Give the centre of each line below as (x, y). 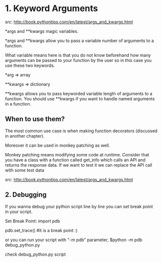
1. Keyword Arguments (52, 8)
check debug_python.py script (36, 254)
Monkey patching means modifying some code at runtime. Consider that (77, 154)
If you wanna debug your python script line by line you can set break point (79, 206)
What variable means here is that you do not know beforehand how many (78, 55)
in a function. (18, 104)
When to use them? (35, 119)
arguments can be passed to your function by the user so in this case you (78, 60)
